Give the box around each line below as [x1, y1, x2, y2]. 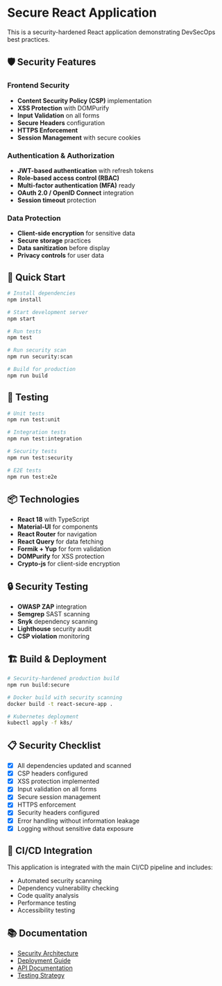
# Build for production [7, 366, 76, 373]
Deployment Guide [17, 957, 71, 965]
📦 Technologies [7, 493, 80, 505]
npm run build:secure [7, 681, 70, 689]
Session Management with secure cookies [17, 133, 141, 142]
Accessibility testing [17, 906, 76, 914]
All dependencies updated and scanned [17, 762, 132, 770]
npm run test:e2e [7, 473, 58, 480]
